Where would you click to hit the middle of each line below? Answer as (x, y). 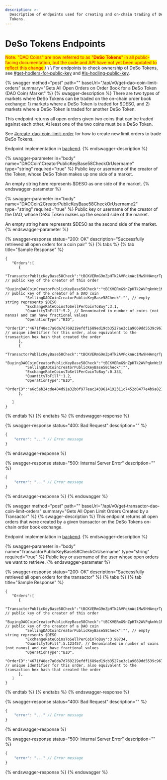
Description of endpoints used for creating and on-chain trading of (83, 14)
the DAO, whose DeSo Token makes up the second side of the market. (77, 215)
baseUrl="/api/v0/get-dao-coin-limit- (120, 83)
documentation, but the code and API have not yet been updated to (88, 63)
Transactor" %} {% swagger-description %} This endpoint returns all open (82, 516)
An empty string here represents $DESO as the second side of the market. (81, 224)
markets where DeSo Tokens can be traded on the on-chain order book (78, 99)
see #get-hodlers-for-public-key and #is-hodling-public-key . (68, 73)
